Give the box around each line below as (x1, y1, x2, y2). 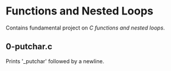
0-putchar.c (5, 42, 53, 52)
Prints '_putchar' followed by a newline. (5, 57, 105, 64)
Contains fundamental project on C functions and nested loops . (5, 24, 166, 31)
